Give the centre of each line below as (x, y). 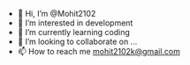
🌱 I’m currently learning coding (74, 32)
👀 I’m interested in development (75, 23)
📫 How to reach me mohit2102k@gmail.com (99, 51)
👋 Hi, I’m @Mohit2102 (57, 14)
